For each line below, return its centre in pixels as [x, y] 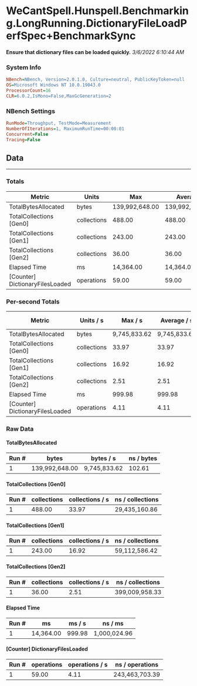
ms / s [77, 623]
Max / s [132, 320]
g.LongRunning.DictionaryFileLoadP [97, 23]
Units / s [92, 320]
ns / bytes [143, 458]
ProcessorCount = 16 [28, 90]
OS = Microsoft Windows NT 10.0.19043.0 [53, 85]
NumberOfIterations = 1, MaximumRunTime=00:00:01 [65, 129]
